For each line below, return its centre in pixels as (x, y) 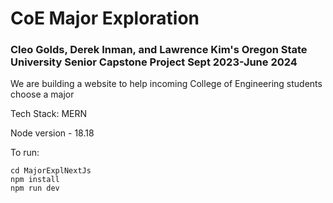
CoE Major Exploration (105, 18)
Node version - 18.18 (52, 133)
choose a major (42, 94)
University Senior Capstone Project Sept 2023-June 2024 (154, 62)
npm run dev (35, 188)
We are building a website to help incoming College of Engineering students (166, 84)
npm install (35, 180)
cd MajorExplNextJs (51, 171)
